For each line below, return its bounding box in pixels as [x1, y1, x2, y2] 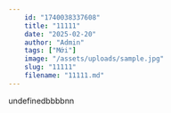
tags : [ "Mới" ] [24, 46, 77, 55]
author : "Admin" [24, 37, 85, 47]
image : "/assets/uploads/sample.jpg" [24, 54, 165, 63]
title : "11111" [24, 21, 81, 30]
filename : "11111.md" [24, 71, 104, 80]
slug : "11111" [24, 63, 77, 72]
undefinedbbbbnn [8, 95, 75, 106]
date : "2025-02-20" [24, 29, 97, 38]
